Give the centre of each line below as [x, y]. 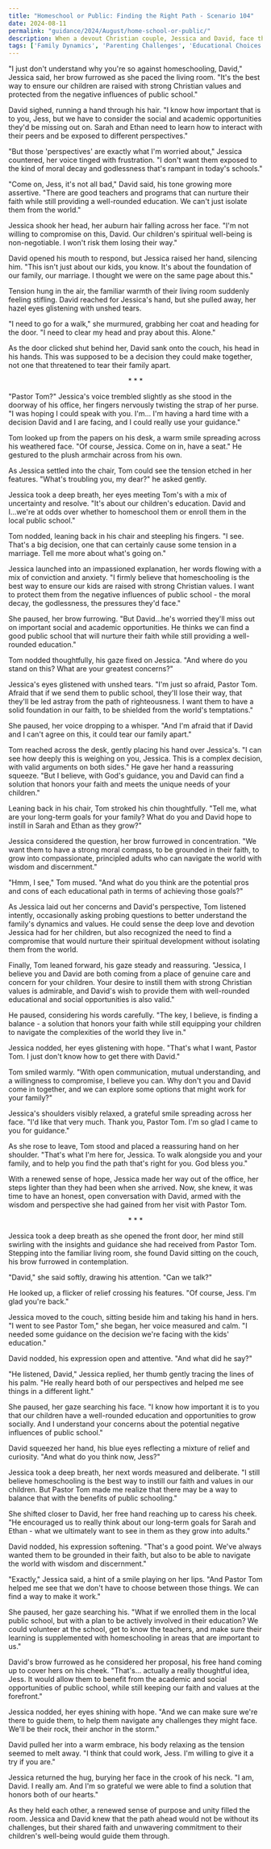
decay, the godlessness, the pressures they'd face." [95, 603]
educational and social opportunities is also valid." [92, 1000]
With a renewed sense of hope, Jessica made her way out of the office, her [133, 1179]
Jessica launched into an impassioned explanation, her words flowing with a [135, 569]
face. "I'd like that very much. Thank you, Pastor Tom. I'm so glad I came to [133, 1122]
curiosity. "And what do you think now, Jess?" [84, 1457]
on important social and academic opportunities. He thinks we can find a [129, 628]
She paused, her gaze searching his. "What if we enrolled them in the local [132, 1612]
